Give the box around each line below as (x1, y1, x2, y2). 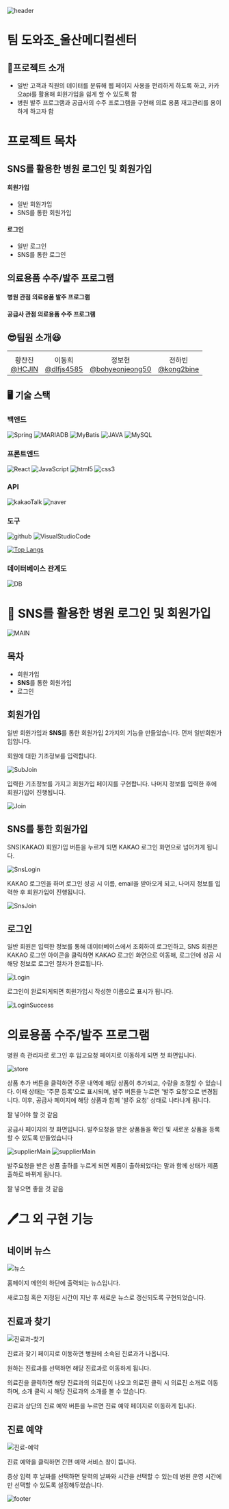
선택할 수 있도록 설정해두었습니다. (14, 1481, 104, 1489)
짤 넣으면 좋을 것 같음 (7, 1185, 64, 1193)
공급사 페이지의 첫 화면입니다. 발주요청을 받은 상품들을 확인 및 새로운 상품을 (7, 1125, 208, 1134)
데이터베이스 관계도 (7, 564, 67, 573)
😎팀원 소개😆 (7, 332, 62, 343)
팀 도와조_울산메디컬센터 (7, 33, 137, 48)
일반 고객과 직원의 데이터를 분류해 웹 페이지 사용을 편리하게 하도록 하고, (16, 82, 207, 89)
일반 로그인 (16, 242, 47, 250)
